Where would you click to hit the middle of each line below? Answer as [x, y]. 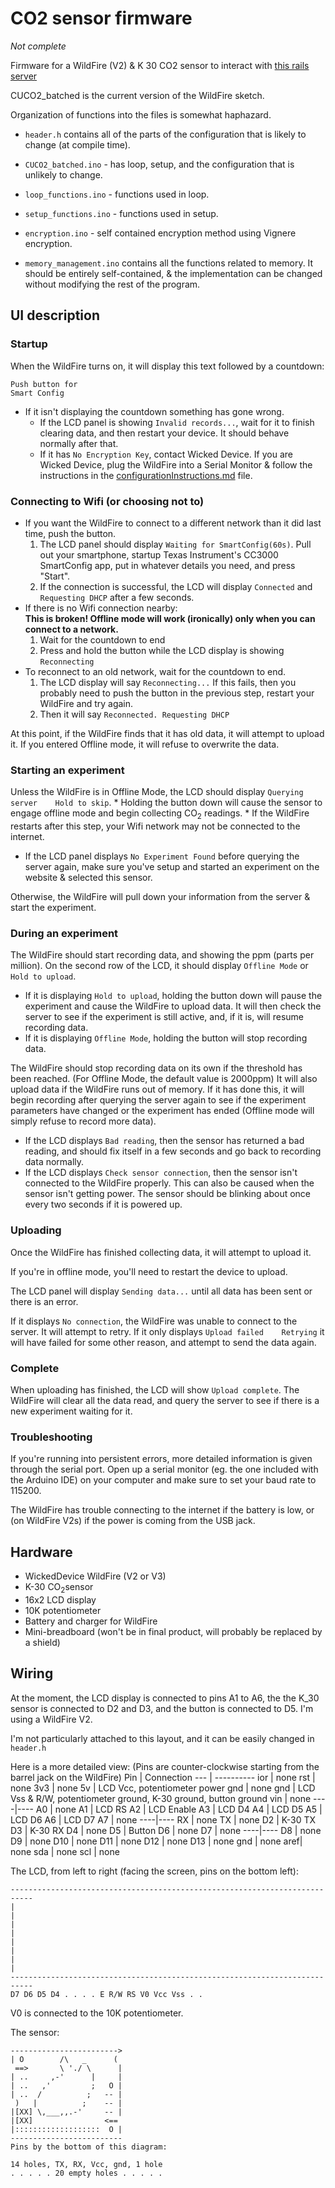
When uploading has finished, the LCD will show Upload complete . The [155, 1389]
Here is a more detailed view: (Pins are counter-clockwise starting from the [165, 1766]
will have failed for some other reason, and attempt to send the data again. [163, 1342]
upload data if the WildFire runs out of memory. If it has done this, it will [157, 1089]
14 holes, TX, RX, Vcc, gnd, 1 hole [86, 2164]
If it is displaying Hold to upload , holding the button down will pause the [173, 996]
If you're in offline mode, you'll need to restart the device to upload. [149, 1271]
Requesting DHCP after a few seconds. [117, 597]
